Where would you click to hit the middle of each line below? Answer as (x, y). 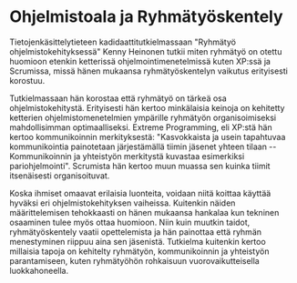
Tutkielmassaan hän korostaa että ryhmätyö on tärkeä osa (118, 98)
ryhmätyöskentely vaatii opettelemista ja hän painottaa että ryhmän (136, 232)
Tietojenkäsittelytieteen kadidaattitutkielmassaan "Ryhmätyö (123, 42)
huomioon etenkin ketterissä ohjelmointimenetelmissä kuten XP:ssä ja (140, 61)
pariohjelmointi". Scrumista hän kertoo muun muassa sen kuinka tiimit (140, 166)
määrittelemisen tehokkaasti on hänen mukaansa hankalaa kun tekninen (144, 212)
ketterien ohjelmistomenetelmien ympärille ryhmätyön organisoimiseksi (143, 117)
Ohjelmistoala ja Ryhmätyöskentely (147, 17)
